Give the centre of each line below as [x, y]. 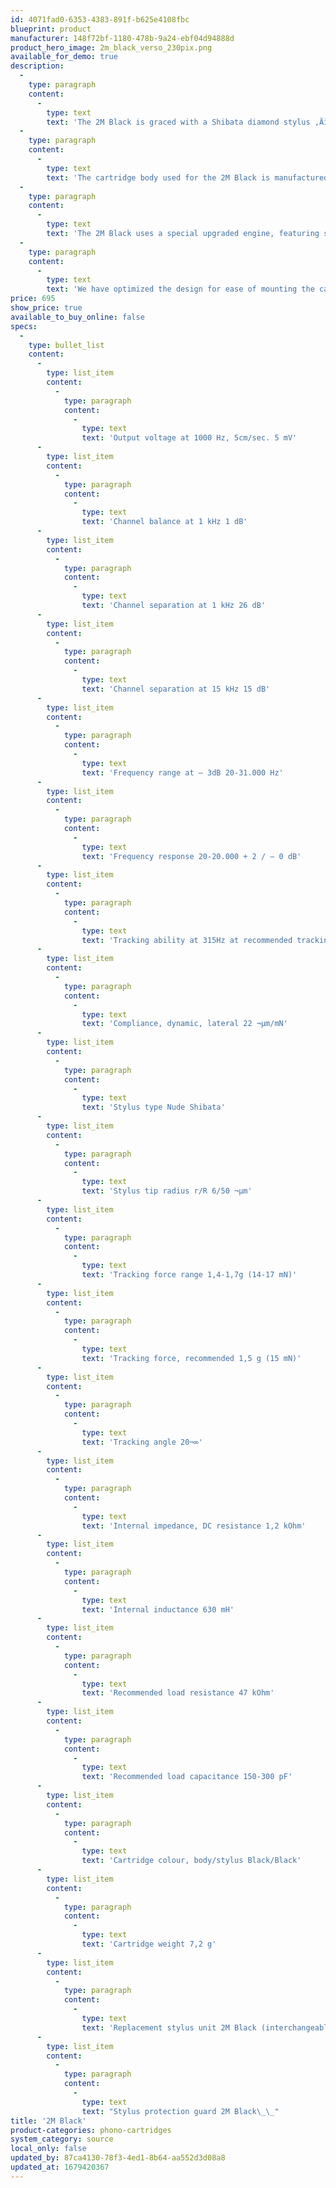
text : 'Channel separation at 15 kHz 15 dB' [176, 689]
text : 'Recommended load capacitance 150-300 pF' [187, 1777]
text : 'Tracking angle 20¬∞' [142, 1442]
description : [37, 66]
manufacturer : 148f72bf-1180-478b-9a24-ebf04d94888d [122, 38]
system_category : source [62, 2139]
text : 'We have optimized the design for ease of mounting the [180, 289]
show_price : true [46, 308]
